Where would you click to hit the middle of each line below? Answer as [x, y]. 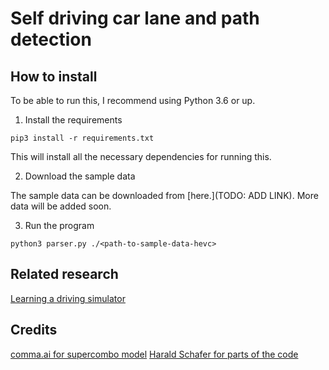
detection [51, 39]
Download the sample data [80, 176]
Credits [34, 330]
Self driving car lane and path [135, 18]
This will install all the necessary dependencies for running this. [141, 156]
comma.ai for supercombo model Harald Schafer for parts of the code [154, 354]
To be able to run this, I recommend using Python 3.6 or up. [133, 100]
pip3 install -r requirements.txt [82, 138]
